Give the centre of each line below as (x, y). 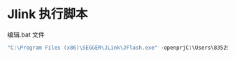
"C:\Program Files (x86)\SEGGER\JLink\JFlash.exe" (83, 48)
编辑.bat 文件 (26, 35)
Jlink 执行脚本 (48, 14)
